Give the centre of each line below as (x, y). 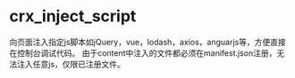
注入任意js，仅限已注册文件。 (71, 64)
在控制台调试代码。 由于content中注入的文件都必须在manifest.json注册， (143, 53)
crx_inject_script (73, 16)
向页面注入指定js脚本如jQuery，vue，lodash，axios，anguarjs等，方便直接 (147, 42)
